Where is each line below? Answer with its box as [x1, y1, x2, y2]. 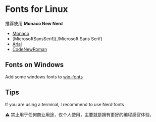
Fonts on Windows [5, 61, 64, 69]
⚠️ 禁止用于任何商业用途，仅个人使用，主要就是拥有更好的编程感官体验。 [5, 112, 155, 118]
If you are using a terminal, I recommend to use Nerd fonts [5, 101, 124, 107]
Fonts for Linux [5, 3, 68, 15]
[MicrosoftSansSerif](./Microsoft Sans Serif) [12, 36, 103, 42]
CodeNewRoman [12, 46, 47, 52]
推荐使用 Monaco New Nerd [5, 20, 63, 26]
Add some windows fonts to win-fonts [5, 73, 83, 80]
